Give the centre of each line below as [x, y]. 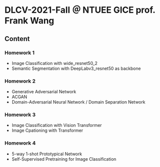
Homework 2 [20, 81]
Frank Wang [30, 21]
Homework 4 [20, 143]
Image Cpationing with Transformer [47, 130]
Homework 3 [20, 115]
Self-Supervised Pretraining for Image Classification [64, 159]
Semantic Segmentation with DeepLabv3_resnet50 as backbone [76, 68]
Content [17, 39]
